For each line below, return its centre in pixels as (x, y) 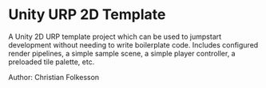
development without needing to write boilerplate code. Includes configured (133, 44)
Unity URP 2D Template (87, 15)
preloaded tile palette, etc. (52, 62)
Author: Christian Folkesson (54, 77)
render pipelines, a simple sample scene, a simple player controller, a (122, 53)
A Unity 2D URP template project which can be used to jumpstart (115, 36)
